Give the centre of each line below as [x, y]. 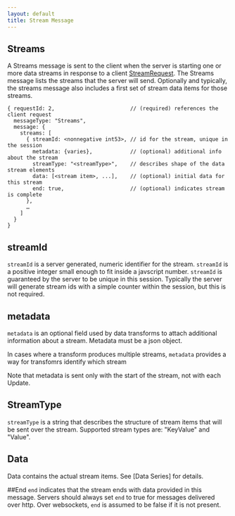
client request [30, 115]
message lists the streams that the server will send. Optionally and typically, [117, 81]
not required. [26, 294]
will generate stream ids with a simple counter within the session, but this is [117, 287]
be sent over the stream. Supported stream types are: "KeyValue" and [108, 429]
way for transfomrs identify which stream [67, 361]
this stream [25, 183]
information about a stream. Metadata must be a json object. [95, 340]
